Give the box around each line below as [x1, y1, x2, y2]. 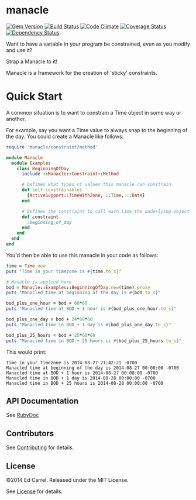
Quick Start [6, 90, 63, 103]
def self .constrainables [21, 187, 82, 193]
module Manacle [6, 154, 43, 161]
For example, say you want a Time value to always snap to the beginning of [6, 126, 188, 133]
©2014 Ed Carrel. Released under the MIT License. [6, 476, 129, 483]
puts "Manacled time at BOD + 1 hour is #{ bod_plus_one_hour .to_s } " [6, 306, 177, 312]
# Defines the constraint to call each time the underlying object [21, 208, 190, 214]
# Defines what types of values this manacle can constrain [21, 182, 171, 188]
